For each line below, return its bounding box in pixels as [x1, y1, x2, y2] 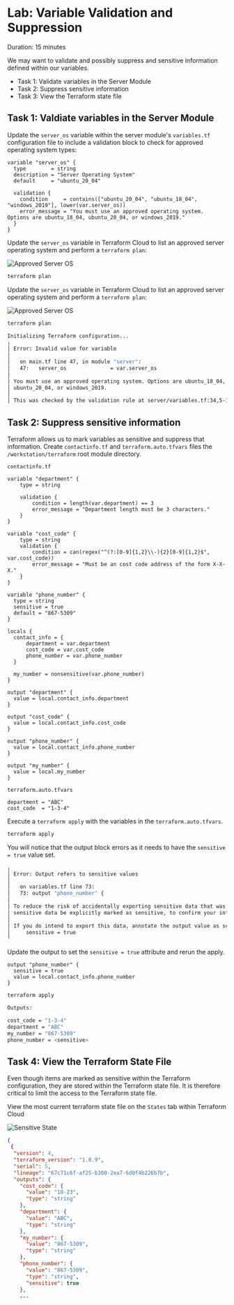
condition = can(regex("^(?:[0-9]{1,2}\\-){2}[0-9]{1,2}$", [32, 549, 210, 556]
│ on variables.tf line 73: [7, 883, 95, 890]
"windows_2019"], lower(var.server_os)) [7, 201, 127, 208]
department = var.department [25, 640, 111, 647]
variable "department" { [7, 475, 79, 482]
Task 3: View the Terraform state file [17, 92, 122, 100]
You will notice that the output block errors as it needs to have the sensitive [7, 843, 226, 851]
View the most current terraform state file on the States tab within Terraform [7, 1103, 226, 1111]
